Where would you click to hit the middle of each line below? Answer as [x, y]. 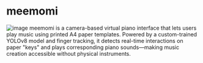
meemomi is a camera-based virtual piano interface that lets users [113, 28]
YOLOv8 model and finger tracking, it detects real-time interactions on [95, 41]
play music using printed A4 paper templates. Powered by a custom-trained [102, 34]
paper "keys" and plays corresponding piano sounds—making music [93, 47]
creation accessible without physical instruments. [69, 53]
